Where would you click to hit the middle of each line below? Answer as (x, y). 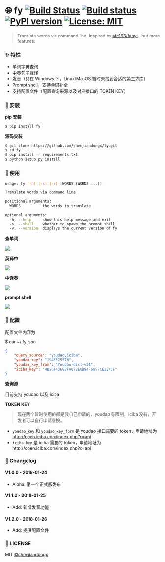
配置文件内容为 (20, 332)
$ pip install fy (23, 126)
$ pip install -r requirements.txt (41, 155)
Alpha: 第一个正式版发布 (37, 484)
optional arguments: (26, 215)
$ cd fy (13, 150)
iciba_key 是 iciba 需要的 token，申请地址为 (56, 442)
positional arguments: (28, 201)
